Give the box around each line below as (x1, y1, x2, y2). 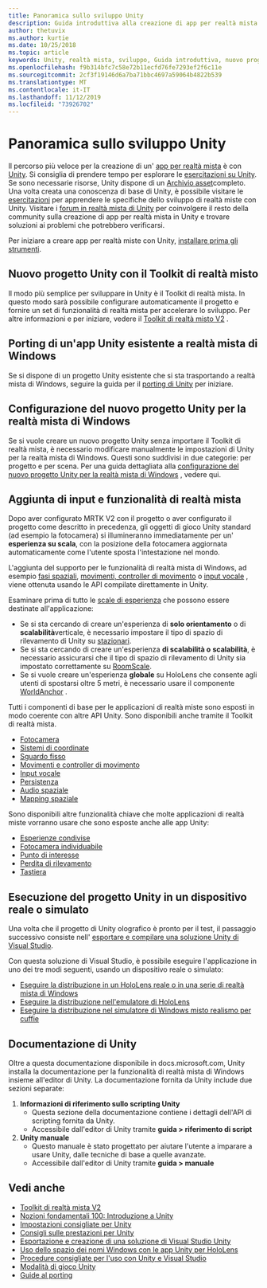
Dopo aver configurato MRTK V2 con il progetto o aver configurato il (8, 514, 232, 523)
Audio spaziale (19, 785, 69, 795)
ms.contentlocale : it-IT (8, 85, 91, 94)
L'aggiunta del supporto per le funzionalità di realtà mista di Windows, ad (8, 563, 247, 573)
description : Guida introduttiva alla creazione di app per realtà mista (8, 19, 258, 27)
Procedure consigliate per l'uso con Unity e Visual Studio (19, 1253, 207, 1263)
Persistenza (19, 777, 59, 787)
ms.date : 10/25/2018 (8, 41, 77, 49)
